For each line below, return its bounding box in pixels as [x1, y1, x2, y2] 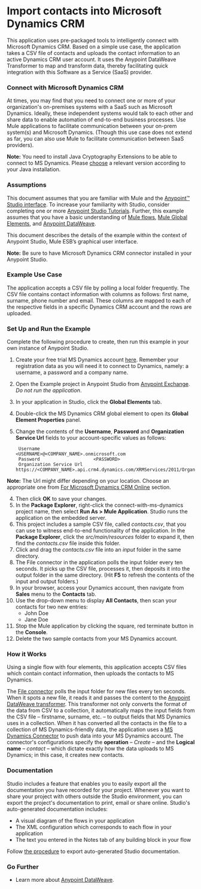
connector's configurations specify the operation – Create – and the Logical [7, 739, 195, 746]
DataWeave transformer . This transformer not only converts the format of [7, 701, 187, 708]
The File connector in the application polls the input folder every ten [15, 559, 183, 566]
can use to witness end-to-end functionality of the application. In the [15, 527, 185, 534]
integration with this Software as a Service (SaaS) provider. [7, 68, 153, 75]
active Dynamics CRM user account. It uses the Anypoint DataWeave [7, 56, 176, 63]
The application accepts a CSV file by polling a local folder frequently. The [7, 284, 190, 291]
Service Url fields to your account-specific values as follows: [15, 434, 167, 442]
